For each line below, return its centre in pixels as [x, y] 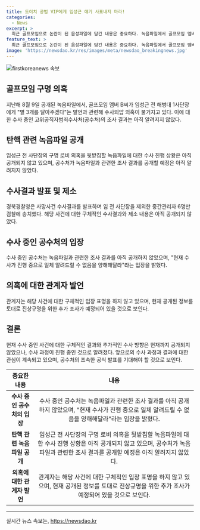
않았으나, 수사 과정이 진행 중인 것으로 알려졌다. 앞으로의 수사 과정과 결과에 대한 [97, 352]
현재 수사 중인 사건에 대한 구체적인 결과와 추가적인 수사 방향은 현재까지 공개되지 [98, 344]
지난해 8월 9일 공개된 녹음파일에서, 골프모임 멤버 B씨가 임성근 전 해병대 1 [91, 104]
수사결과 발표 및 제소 [41, 191]
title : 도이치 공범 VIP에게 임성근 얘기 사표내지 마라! [65, 12]
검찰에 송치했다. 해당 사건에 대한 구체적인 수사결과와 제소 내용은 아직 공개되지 [96, 214]
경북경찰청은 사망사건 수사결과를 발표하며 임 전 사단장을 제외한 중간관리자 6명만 [98, 207]
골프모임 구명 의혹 [37, 89]
